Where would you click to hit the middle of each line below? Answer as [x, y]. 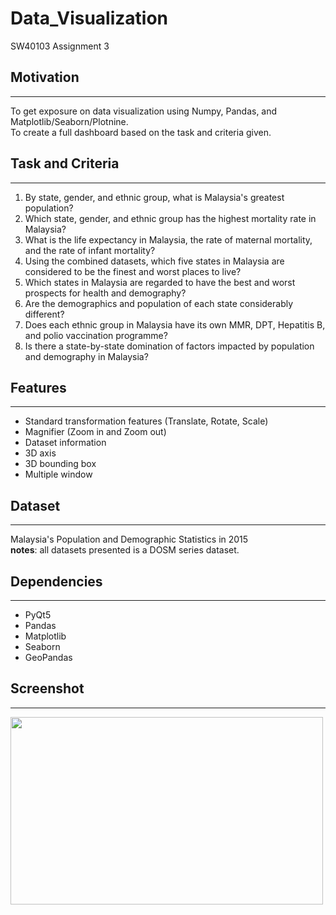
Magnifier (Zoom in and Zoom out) [95, 432]
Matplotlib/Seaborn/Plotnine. [69, 121]
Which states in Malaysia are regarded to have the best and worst [160, 282]
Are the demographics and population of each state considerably [159, 303]
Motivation [45, 77]
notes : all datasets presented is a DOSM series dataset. [125, 550]
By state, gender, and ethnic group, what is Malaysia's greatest [154, 197]
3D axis [40, 453]
